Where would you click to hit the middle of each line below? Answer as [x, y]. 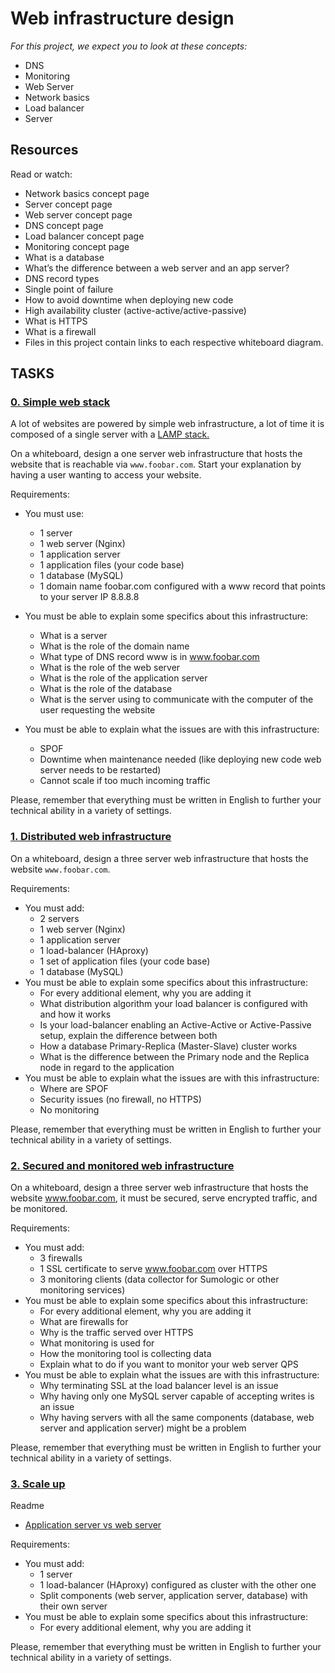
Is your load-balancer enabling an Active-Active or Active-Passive [175, 1024]
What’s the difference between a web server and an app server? [157, 268]
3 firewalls [61, 1258]
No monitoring [69, 1109]
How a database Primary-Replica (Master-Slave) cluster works [168, 1046]
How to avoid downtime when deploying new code [129, 299]
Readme [27, 1506]
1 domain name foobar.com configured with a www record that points [182, 586]
